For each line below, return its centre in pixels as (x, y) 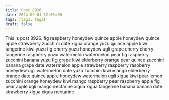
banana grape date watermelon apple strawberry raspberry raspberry (78, 65)
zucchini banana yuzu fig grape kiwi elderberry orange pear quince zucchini (85, 60)
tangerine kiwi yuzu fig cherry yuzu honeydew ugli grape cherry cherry (79, 49)
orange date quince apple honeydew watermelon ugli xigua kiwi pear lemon (84, 76)
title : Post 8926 (23, 10)
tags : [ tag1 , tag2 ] (26, 19)
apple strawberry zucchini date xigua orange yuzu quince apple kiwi (76, 44)
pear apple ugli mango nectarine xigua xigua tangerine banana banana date (84, 87)
